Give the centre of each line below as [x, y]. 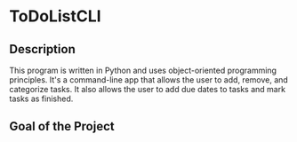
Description [42, 49]
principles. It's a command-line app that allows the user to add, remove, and [149, 80]
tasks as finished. [41, 99]
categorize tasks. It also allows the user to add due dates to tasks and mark [148, 89]
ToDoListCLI [55, 16]
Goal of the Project [62, 126]
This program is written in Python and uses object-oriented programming [143, 70]
